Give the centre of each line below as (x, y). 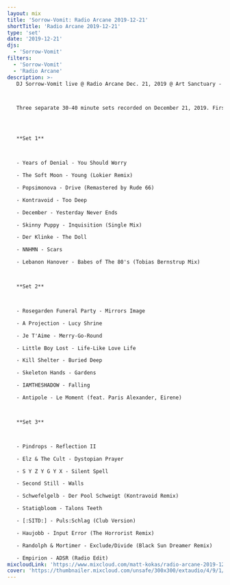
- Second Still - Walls (50, 484)
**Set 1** (30, 139)
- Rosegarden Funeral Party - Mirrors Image (81, 311)
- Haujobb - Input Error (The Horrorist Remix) (85, 533)
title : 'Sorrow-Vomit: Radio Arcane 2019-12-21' (78, 20)
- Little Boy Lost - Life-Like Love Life (76, 348)
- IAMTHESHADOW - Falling (53, 385)
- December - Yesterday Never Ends (67, 213)
